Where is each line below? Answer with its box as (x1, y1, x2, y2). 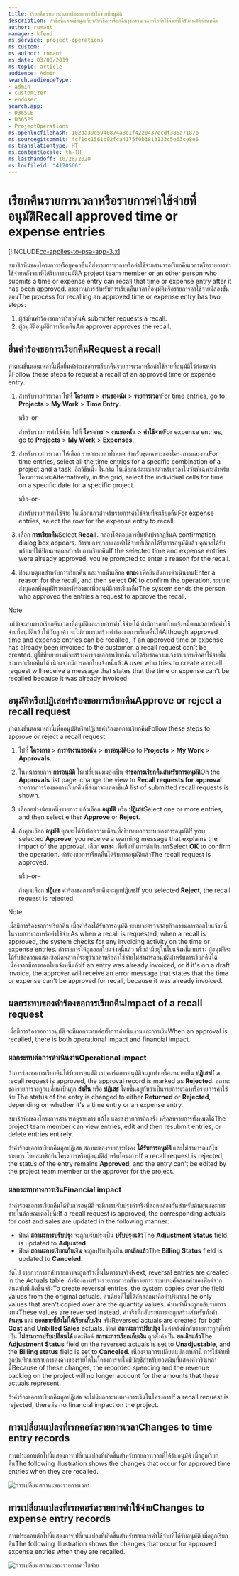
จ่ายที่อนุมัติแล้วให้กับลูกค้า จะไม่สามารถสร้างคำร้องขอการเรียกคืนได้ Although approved (8, 627, 218, 636)
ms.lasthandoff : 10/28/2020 (8, 155, 91, 163)
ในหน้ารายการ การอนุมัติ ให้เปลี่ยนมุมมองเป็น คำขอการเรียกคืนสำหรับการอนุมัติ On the (18, 767, 221, 777)
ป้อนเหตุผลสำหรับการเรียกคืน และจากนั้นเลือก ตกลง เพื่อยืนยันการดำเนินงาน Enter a (18, 568, 216, 577)
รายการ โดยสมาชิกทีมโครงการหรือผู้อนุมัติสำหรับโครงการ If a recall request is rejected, (8, 1152, 224, 1160)
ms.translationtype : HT (8, 143, 79, 150)
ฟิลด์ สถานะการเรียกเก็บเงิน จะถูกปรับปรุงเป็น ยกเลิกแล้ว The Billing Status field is (18, 1246, 223, 1255)
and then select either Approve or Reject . (18, 813, 140, 821)
